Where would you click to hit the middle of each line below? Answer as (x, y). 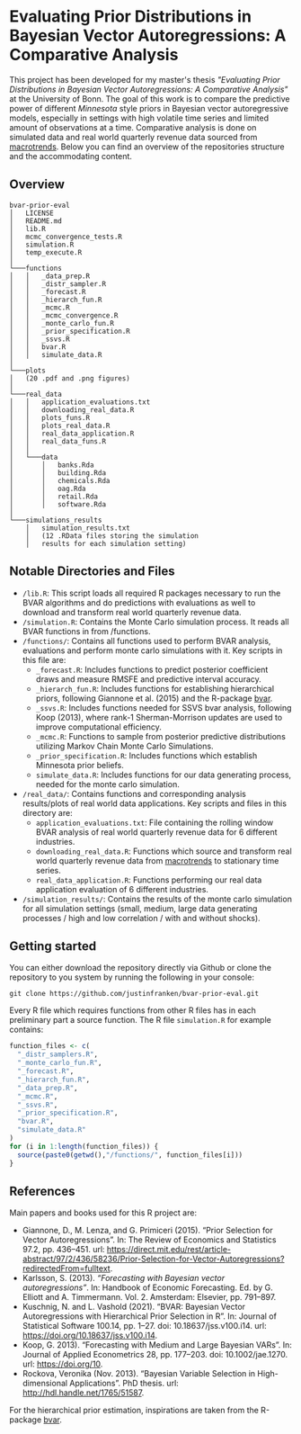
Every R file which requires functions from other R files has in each (133, 1010)
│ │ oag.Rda (48, 488)
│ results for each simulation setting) (106, 543)
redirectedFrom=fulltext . (67, 1268)
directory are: (48, 812)
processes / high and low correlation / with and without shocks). (141, 918)
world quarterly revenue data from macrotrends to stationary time (157, 860)
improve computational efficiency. (98, 727)
